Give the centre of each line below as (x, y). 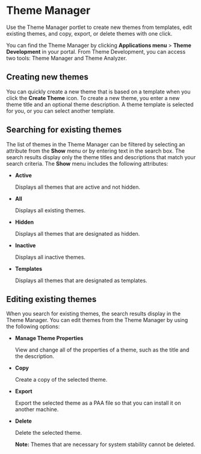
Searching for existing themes (64, 130)
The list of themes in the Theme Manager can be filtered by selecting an (96, 144)
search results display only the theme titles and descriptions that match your (101, 157)
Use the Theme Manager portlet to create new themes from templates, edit (99, 27)
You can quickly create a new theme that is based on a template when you (98, 92)
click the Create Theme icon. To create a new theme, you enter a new (93, 98)
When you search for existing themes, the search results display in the (94, 314)
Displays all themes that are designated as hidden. (77, 233)
